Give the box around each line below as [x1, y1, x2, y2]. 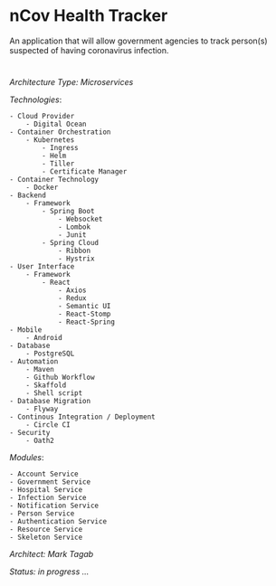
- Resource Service [9, 525, 83, 534]
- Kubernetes [25, 136, 75, 145]
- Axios [57, 286, 88, 295]
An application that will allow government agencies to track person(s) [9, 35, 269, 46]
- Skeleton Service [9, 533, 83, 543]
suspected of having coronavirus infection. [9, 44, 169, 55]
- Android [25, 334, 63, 343]
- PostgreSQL [25, 349, 75, 358]
